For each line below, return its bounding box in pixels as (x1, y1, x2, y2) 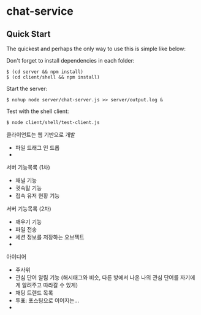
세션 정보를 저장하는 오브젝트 (15, 233, 85, 241)
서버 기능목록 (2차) (6, 205, 51, 212)
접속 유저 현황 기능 (15, 192, 60, 199)
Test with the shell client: (6, 107, 69, 115)
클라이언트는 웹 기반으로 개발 (6, 131, 75, 138)
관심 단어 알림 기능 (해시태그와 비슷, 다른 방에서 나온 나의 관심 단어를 (15, 274, 179, 281)
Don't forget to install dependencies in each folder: (6, 57, 135, 64)
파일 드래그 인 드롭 (15, 144, 60, 151)
